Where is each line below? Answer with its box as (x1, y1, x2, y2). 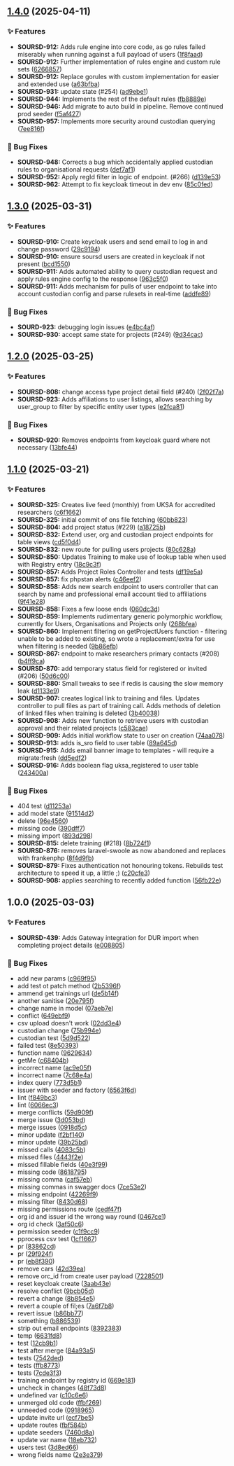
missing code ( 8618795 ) (17, 1168, 87, 1176)
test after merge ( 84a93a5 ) (17, 1346, 96, 1355)
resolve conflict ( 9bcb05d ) (17, 1287, 94, 1295)
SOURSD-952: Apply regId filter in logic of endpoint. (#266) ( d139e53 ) (17, 172, 221, 181)
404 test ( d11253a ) (17, 801, 72, 810)
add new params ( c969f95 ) (17, 974, 96, 983)
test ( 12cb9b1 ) (17, 1339, 58, 1347)
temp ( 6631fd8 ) (17, 1331, 63, 1340)
